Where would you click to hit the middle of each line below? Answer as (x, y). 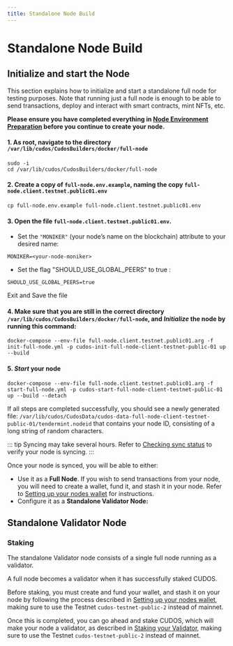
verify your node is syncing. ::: (51, 451)
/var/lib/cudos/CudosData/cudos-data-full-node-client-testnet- (115, 416)
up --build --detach (37, 396)
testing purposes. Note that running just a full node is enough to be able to (114, 98)
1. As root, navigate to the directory (59, 142)
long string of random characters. (55, 430)
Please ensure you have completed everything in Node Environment (108, 119)
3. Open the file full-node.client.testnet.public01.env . (90, 221)
